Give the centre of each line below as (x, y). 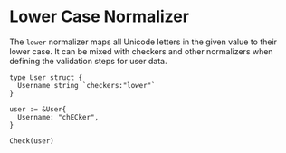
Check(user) (32, 141)
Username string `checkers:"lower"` (86, 85)
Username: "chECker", (58, 117)
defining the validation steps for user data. (88, 61)
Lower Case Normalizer (100, 17)
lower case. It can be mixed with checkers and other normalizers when (141, 51)
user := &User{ (38, 109)
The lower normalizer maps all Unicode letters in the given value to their (143, 42)
